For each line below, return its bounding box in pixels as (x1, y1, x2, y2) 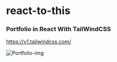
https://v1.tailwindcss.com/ (6, 38, 72, 45)
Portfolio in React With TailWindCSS (6, 25, 111, 33)
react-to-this (6, 4, 71, 18)
